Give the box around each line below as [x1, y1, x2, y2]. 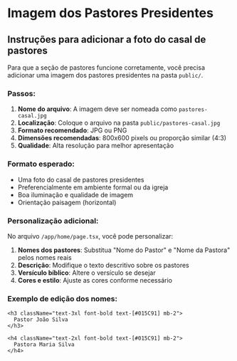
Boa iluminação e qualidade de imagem [17, 190, 134, 199]
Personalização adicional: [7, 216, 99, 226]
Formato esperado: [7, 159, 75, 169]
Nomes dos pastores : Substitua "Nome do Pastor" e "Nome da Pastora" [17, 246, 231, 254]
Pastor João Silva [14, 316, 69, 323]
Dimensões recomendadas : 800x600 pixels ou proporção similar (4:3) [17, 134, 226, 142]
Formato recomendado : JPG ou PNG [17, 126, 127, 135]
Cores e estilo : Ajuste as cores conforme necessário [17, 276, 173, 284]
